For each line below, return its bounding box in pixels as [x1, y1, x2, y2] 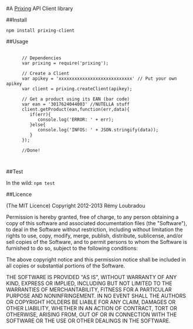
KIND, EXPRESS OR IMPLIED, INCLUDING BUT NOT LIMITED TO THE [6, 280, 172, 287]
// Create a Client [21, 70, 69, 76]
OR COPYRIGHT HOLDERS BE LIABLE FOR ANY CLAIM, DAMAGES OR [6, 299, 176, 306]
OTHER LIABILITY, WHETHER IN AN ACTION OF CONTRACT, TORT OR [6, 305, 177, 311]
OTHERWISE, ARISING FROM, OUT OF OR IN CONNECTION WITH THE [6, 311, 177, 318]
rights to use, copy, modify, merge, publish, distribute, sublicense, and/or [6, 232, 183, 239]
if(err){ [29, 111, 51, 117]
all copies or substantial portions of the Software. [6, 262, 125, 269]
